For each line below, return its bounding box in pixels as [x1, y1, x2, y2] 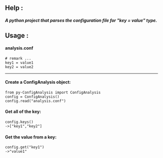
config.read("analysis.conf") [5, 98, 66, 104]
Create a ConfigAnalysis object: [5, 79, 71, 85]
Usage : [5, 32, 29, 40]
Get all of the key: [5, 109, 41, 115]
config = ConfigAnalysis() [5, 94, 60, 99]
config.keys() [5, 119, 34, 124]
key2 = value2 [5, 64, 34, 70]
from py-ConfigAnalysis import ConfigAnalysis [5, 90, 101, 95]
